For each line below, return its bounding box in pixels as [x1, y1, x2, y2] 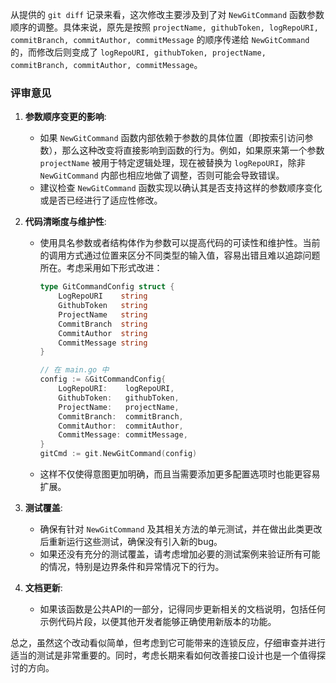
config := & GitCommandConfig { [39, 374, 167, 385]
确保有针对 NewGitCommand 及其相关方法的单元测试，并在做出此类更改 [39, 523, 323, 535]
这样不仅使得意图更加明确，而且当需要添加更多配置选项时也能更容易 [39, 468, 321, 480]
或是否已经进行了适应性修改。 [39, 194, 163, 207]
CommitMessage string [58, 338, 148, 348]
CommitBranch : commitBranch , [58, 411, 184, 422]
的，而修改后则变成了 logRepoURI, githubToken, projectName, [10, 46, 267, 58]
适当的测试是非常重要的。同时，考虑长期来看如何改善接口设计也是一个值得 [10, 649, 317, 662]
